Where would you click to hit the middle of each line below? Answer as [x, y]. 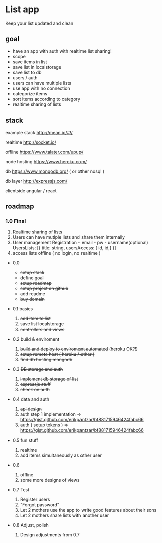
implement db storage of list [49, 379]
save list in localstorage [37, 67]
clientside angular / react [31, 191]
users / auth [25, 78]
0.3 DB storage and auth [38, 369]
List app [22, 9]
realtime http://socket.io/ [31, 142]
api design [31, 409]
